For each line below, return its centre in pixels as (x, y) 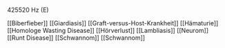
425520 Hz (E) (28, 10)
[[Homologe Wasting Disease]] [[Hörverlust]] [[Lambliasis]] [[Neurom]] (108, 31)
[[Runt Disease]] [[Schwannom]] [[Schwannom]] (76, 38)
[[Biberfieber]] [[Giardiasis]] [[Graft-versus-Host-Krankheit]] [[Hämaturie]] (113, 23)
